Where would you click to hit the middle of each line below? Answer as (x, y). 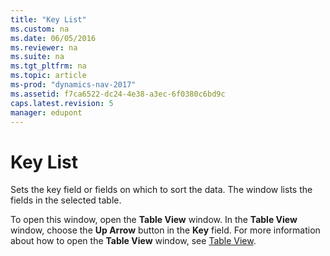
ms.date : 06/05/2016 (53, 38)
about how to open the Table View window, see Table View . (133, 241)
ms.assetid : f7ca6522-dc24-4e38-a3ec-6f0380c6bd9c (118, 94)
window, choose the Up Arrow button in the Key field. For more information (165, 230)
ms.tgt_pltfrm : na (48, 66)
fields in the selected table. (66, 200)
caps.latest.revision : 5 (62, 103)
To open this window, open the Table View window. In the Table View (154, 220)
